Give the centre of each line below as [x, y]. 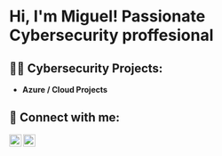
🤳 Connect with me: [64, 118]
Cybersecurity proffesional [111, 35]
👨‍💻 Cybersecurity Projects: [86, 68]
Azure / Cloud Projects [65, 90]
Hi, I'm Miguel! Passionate [107, 16]
